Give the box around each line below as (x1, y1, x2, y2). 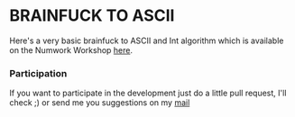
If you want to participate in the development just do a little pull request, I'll (9, 87, 287, 99)
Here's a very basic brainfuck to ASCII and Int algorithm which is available (9, 35, 284, 46)
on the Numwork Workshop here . (9, 44, 134, 55)
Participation (9, 67, 68, 79)
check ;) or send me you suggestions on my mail (9, 97, 190, 108)
